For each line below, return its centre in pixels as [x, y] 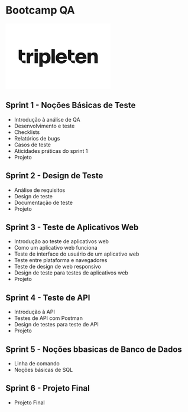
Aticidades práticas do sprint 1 [51, 151]
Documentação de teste [43, 202]
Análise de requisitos [40, 190]
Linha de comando [37, 363]
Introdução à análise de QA [47, 119]
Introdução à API [35, 312]
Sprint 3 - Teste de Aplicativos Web [72, 227]
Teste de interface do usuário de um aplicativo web [77, 254]
